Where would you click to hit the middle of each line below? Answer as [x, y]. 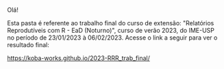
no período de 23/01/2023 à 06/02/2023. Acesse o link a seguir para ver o [112, 38]
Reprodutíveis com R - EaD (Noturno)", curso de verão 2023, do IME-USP [111, 30]
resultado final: [28, 45]
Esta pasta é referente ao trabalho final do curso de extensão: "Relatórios [111, 23]
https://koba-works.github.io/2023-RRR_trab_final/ [79, 58]
